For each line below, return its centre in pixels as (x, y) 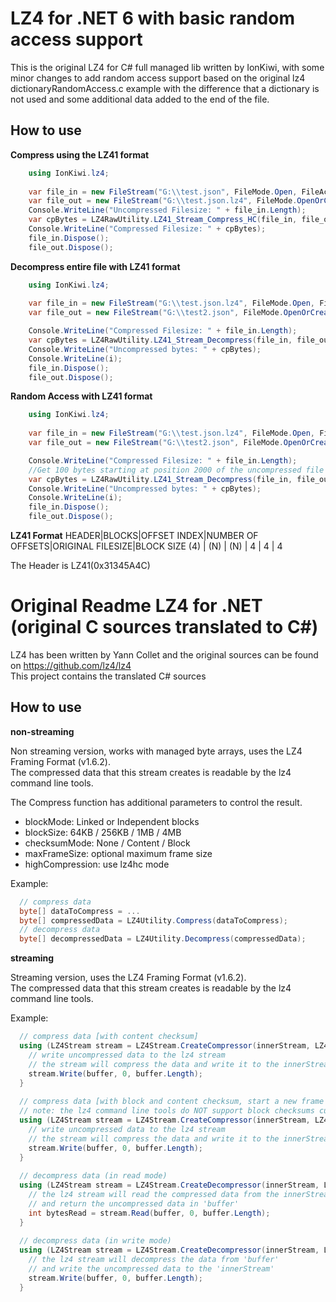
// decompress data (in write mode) (95, 1241)
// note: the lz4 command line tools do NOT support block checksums (167, 1111)
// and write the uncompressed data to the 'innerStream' (151, 1269)
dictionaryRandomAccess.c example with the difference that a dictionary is (165, 88)
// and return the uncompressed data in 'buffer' (134, 1203)
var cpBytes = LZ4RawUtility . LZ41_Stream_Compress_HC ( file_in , (163, 220)
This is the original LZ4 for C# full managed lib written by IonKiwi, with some (167, 67)
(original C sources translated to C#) (164, 627)
